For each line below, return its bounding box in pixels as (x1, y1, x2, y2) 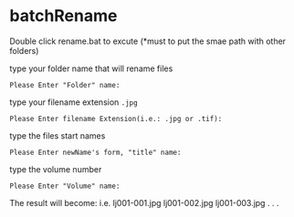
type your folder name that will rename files (9, 63, 173, 74)
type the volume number (9, 163, 102, 174)
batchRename (9, 5, 118, 26)
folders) (9, 45, 39, 56)
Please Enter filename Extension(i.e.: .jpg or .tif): (9, 114, 223, 123)
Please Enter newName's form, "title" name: (9, 148, 182, 157)
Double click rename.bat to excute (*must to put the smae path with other (9, 36, 286, 46)
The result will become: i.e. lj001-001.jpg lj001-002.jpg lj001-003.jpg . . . (9, 197, 279, 208)
